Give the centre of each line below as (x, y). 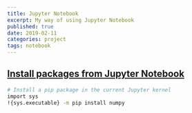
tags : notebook (29, 46)
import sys (23, 96)
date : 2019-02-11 (32, 33)
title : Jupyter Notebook (43, 14)
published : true (30, 26)
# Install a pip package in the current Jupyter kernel (89, 90)
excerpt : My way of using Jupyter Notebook (71, 20)
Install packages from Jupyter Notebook (96, 74)
